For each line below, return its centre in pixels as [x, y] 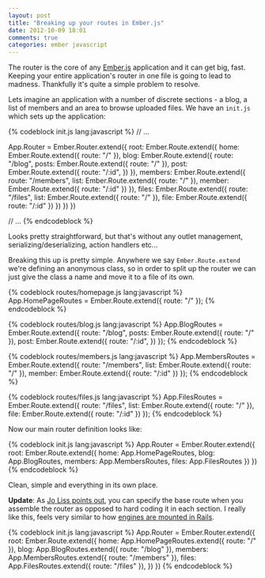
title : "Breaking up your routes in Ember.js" [86, 23]
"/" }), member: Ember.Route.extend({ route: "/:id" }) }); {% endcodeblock [128, 373]
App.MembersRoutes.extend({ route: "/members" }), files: [102, 557]
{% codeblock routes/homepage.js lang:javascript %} [96, 293]
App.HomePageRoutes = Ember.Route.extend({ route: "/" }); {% [112, 300]
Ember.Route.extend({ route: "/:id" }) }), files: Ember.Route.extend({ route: [128, 189]
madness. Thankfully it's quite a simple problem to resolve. [104, 85]
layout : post [30, 15]
